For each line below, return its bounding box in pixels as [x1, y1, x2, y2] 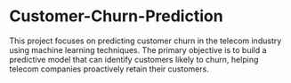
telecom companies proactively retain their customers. [9, 64, 209, 74]
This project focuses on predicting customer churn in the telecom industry [9, 35, 282, 46]
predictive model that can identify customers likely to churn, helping [9, 54, 259, 64]
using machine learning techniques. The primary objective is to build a [9, 44, 267, 55]
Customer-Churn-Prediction [9, 6, 224, 26]
